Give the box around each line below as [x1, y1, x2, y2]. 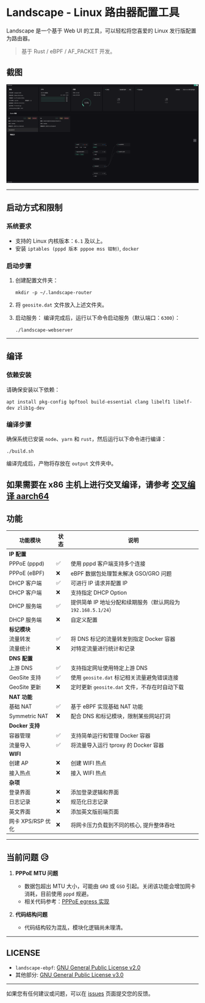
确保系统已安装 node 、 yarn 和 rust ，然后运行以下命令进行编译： [6, 435, 167, 443]
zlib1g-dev [17, 405, 45, 411]
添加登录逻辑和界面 [70, 788, 119, 796]
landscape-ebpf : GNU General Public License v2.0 [15, 964, 141, 971]
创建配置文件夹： [15, 276, 59, 284]
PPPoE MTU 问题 [15, 870, 59, 877]
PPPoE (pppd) [9, 560, 45, 567]
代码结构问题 [15, 911, 48, 918]
